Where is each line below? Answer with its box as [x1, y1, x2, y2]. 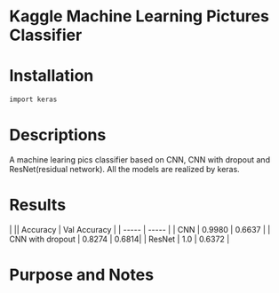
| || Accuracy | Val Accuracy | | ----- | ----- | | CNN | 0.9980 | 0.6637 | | [9, 224, 271, 234]
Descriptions [9, 125, 107, 146]
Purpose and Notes [9, 265, 154, 285]
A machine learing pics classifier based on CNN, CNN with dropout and [9, 154, 271, 165]
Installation [9, 66, 94, 86]
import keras [9, 95, 58, 104]
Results [9, 195, 67, 215]
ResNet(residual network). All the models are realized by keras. [9, 163, 240, 174]
